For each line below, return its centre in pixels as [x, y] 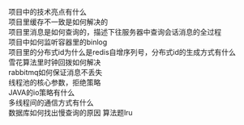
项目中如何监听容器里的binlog [58, 42]
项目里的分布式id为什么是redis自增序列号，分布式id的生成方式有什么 [122, 52]
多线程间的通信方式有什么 [51, 102]
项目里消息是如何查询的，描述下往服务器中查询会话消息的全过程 [115, 32]
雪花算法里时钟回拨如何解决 [55, 62]
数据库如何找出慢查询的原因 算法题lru [71, 112]
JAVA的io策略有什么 [42, 92]
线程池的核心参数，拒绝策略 [55, 82]
